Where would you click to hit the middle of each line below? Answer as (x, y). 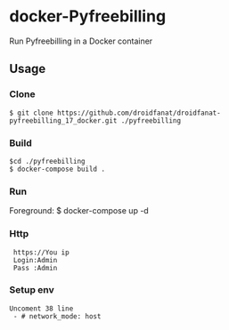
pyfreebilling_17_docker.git (63, 121)
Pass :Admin (35, 268)
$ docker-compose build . (57, 169)
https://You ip (41, 252)
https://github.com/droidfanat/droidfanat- (139, 113)
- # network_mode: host (57, 316)
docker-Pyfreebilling (88, 16)
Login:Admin (35, 260)
